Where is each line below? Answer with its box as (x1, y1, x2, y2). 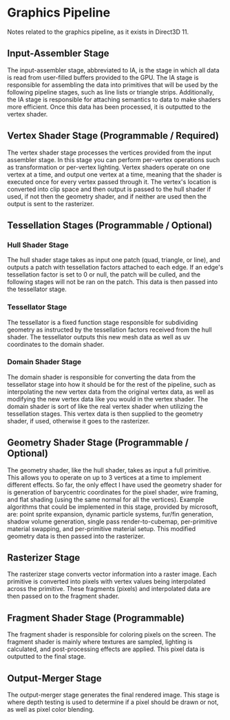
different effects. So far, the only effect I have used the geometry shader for (7, 481, 222, 489)
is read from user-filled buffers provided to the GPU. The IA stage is (7, 73, 199, 81)
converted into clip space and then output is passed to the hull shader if (7, 185, 211, 193)
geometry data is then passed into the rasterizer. (7, 532, 145, 540)
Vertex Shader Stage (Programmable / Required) (7, 130, 219, 142)
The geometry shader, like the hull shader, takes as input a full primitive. (7, 466, 211, 474)
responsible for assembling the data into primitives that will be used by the (7, 81, 218, 89)
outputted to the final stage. (7, 652, 86, 661)
